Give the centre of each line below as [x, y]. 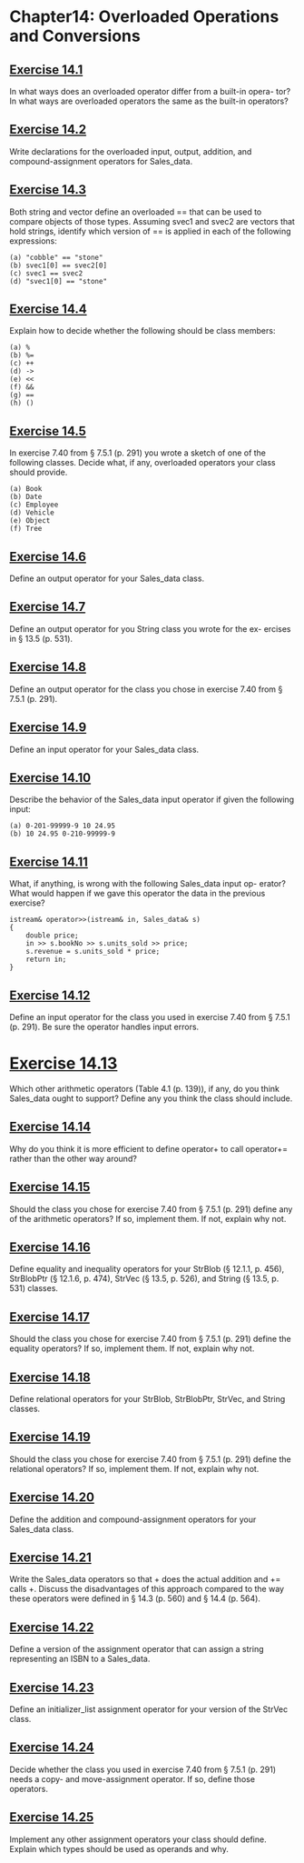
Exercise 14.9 [48, 728]
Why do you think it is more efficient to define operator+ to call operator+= [149, 1148]
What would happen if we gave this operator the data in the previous [137, 894]
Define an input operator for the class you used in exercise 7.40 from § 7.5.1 [150, 1017]
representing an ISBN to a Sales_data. [80, 1659]
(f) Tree [26, 529]
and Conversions [75, 36]
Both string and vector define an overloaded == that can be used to [136, 212]
